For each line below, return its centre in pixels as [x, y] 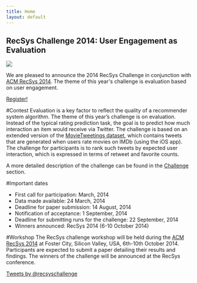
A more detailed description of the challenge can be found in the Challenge [97, 166]
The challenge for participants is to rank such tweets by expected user [92, 148]
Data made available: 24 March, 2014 [60, 201]
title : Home [21, 11]
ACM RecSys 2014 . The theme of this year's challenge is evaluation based [96, 81]
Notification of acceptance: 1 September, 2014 [71, 214]
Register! [17, 99]
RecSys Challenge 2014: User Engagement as [92, 41]
